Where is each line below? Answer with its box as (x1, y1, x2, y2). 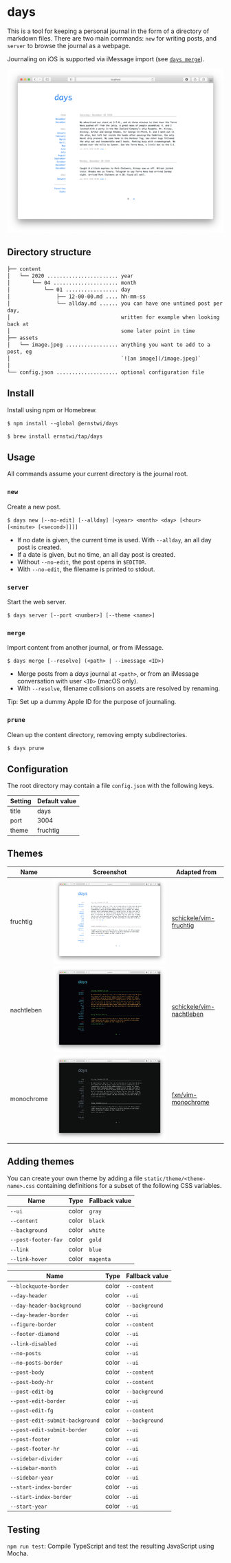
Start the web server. (7, 597, 67, 606)
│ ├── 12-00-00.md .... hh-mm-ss (7, 293, 146, 300)
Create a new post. (7, 502, 61, 511)
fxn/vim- (171, 1091, 197, 1099)
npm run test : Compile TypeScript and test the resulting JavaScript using (7, 1542, 214, 1551)
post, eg (7, 348, 32, 355)
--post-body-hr (10, 1379, 54, 1385)
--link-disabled (10, 1340, 57, 1348)
